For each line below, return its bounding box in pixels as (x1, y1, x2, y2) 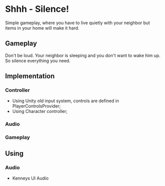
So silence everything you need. (5, 58, 70, 64)
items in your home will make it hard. (5, 25, 80, 31)
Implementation (5, 72, 55, 80)
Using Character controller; (12, 109, 68, 114)
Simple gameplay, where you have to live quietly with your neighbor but (5, 20, 150, 26)
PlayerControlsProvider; (12, 103, 61, 109)
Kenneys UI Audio (12, 175, 49, 181)
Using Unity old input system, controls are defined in (12, 98, 119, 104)
